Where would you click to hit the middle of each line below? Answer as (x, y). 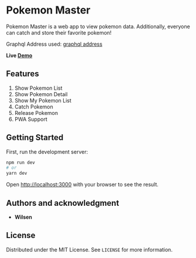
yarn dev (17, 174)
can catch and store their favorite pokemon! (59, 32)
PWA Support (31, 119)
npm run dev (20, 162)
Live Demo (19, 55)
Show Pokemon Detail (41, 94)
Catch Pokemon (34, 107)
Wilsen (23, 217)
